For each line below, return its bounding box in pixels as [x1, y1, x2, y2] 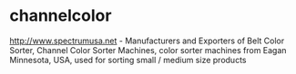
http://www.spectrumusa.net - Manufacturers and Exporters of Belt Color [9, 35, 285, 46]
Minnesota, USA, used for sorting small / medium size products [9, 54, 247, 65]
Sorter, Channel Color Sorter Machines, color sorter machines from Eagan [9, 44, 287, 55]
